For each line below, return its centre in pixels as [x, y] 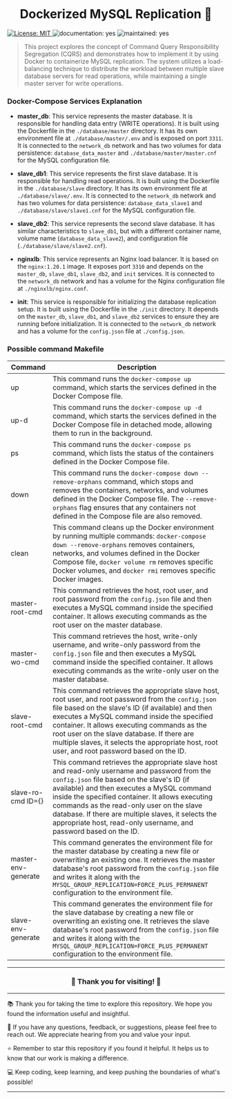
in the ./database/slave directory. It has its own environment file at [112, 189]
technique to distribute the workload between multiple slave [139, 68]
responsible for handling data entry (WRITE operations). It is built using [118, 124]
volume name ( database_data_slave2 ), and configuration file [103, 238]
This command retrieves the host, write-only [125, 636]
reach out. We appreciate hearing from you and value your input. [99, 1034]
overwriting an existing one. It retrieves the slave [131, 921]
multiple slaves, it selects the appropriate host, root [135, 742]
